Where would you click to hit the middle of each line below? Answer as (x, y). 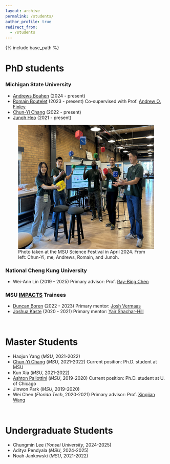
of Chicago (25, 384)
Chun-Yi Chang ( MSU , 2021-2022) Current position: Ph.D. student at (85, 362)
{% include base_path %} (32, 48)
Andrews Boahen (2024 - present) (49, 95)
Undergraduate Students (59, 431)
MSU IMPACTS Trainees (36, 295)
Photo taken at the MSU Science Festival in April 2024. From (82, 252)
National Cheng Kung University (46, 270)
